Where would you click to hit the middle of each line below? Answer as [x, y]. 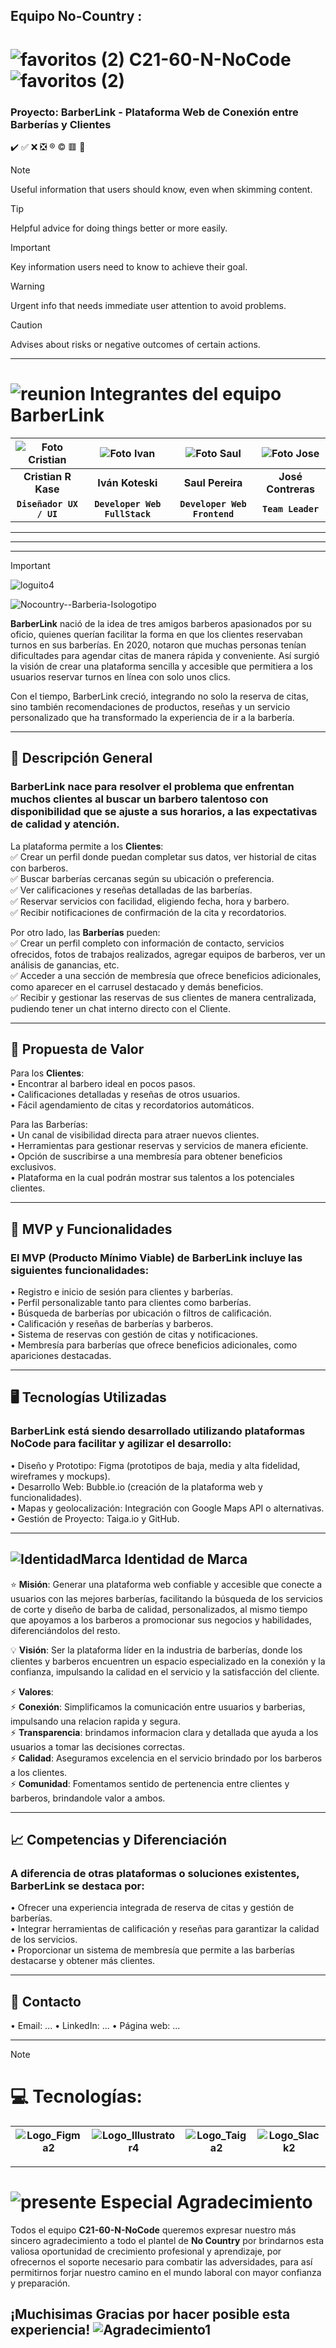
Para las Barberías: [49, 1125]
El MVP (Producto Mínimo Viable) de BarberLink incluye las [156, 1257]
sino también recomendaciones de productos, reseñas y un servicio [150, 706]
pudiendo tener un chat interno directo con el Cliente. [121, 1008]
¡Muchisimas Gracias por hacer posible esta [150, 2314]
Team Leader [291, 508]
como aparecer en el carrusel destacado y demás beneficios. [137, 986]
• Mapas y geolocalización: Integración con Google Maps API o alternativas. [167, 1508]
